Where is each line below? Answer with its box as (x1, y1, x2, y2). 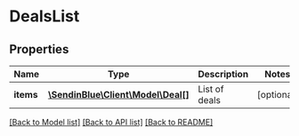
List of (198, 83, 224, 95)
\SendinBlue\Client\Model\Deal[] (47, 89, 190, 100)
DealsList (9, 6, 80, 27)
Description (198, 68, 249, 80)
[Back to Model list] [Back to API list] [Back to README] (9, 117, 214, 127)
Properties (9, 42, 69, 57)
